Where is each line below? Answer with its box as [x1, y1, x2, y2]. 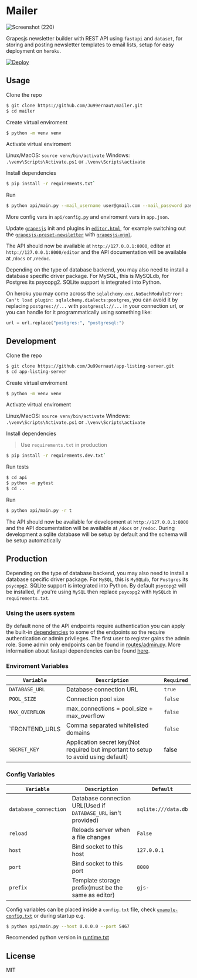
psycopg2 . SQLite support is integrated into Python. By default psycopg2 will [6, 582, 186, 589]
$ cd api [6, 475, 28, 481]
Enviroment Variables [6, 661, 69, 670]
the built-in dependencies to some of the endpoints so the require [6, 629, 165, 636]
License [6, 951, 36, 961]
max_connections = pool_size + [66, 705, 154, 713]
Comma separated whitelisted [66, 721, 149, 729]
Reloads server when [72, 826, 130, 834]
